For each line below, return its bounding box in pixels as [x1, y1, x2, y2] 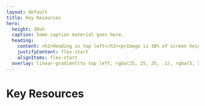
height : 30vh [12, 26, 45, 32]
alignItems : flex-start [17, 55, 78, 61]
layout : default [6, 9, 48, 15]
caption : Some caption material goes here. [12, 32, 124, 38]
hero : [6, 20, 20, 26]
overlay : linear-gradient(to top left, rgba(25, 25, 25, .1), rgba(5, [12, 60, 195, 66]
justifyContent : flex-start [17, 49, 88, 55]
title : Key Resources [6, 15, 62, 21]
